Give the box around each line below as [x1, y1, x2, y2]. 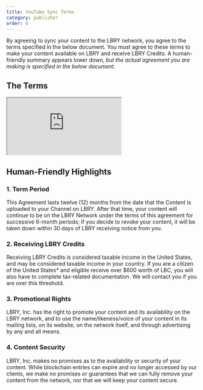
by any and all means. [6, 328, 61, 335]
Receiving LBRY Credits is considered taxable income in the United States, [6, 253, 193, 261]
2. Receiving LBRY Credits [6, 239, 85, 248]
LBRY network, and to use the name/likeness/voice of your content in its [6, 315, 187, 322]
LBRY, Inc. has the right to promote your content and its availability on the [6, 308, 190, 316]
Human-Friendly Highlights [6, 166, 112, 177]
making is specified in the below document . [6, 63, 115, 70]
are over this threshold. [6, 280, 64, 287]
